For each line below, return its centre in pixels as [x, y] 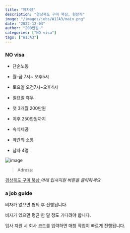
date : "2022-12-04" [25, 24]
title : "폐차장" [20, 10]
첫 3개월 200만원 [29, 108]
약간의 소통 [23, 140]
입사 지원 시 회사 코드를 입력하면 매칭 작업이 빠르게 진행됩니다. [65, 226]
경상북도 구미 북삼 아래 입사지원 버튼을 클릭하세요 [53, 180]
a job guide [19, 193]
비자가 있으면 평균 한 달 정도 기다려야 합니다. [48, 215]
